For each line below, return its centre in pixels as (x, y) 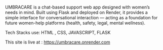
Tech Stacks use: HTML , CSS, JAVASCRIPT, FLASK (58, 32)
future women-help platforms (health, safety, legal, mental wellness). (75, 23)
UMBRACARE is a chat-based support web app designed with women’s (78, 7)
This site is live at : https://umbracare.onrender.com (58, 42)
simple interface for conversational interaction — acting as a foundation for (81, 18)
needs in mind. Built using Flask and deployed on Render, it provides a (77, 12)
